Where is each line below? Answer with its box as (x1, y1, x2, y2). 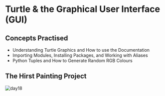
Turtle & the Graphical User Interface (5, 3, 161, 15)
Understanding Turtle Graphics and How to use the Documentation (12, 47, 150, 53)
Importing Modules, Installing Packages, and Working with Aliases (12, 52, 148, 58)
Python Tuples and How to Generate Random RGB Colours (12, 58, 133, 63)
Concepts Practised (5, 34, 68, 42)
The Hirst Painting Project (5, 72, 87, 81)
